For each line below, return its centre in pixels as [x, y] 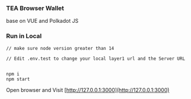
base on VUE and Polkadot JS [42, 21]
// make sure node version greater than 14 [60, 48]
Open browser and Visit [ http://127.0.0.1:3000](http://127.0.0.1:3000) [88, 90]
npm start [18, 79]
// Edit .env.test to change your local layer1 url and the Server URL [95, 59]
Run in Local [24, 36]
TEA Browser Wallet [35, 8]
